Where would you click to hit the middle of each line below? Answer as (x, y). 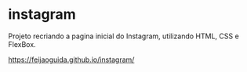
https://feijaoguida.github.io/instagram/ (71, 59)
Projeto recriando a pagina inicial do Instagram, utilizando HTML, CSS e (123, 36)
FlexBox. (22, 44)
